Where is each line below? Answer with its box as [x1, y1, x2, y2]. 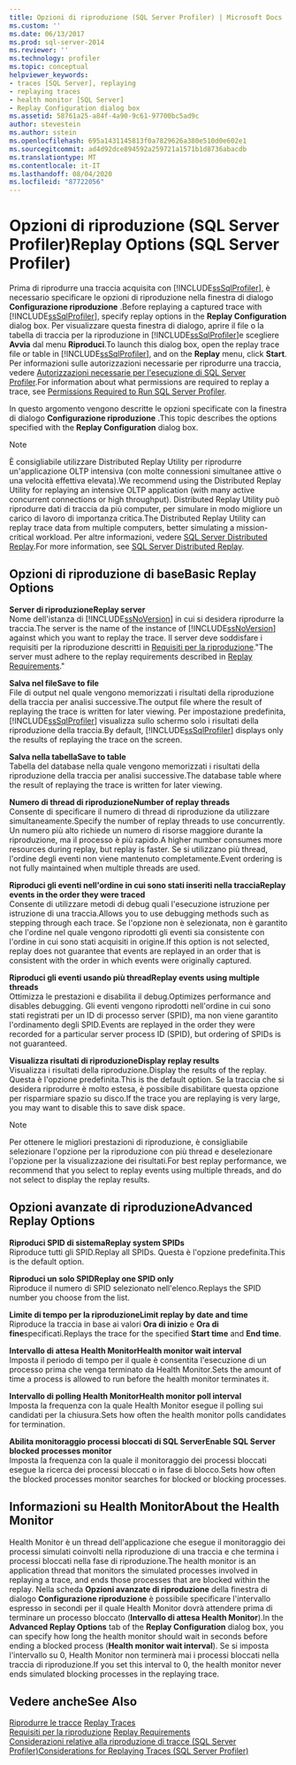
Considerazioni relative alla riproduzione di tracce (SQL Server [9, 1737, 237, 1747]
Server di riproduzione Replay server [9, 604, 146, 615]
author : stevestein [9, 120, 81, 129]
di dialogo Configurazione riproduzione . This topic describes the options [9, 413, 277, 423]
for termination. [9, 1419, 65, 1429]
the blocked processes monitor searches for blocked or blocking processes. [9, 1474, 287, 1484]
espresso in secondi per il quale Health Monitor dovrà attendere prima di [9, 1602, 273, 1613]
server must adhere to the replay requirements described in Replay [9, 651, 254, 662]
